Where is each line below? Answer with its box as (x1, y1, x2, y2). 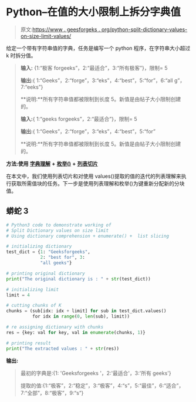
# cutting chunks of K (6, 303, 62, 309)
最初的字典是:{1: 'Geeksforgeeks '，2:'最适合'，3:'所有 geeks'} (20, 369, 171, 376)
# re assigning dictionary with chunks (6, 324, 104, 330)
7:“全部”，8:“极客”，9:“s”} (20, 389, 84, 396)
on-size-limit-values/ (20, 32, 72, 39)
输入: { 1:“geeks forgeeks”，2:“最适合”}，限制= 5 (20, 115, 137, 122)
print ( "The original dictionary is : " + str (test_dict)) (6, 276, 151, 282)
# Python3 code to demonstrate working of (6, 222, 111, 228)
